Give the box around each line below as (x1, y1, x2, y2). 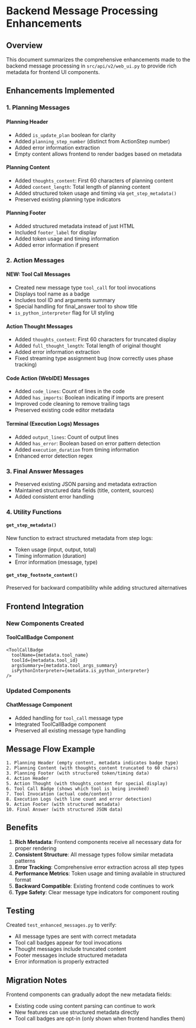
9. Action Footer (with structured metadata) (6, 801, 120, 807)
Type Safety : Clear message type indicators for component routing (14, 888, 179, 895)
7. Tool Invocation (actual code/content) (6, 791, 113, 797)
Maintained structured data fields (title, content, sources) (14, 487, 154, 494)
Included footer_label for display (14, 229, 97, 236)
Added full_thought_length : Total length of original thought (14, 342, 161, 349)
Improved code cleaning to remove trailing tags (14, 400, 130, 407)
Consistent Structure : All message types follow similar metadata (14, 851, 173, 858)
